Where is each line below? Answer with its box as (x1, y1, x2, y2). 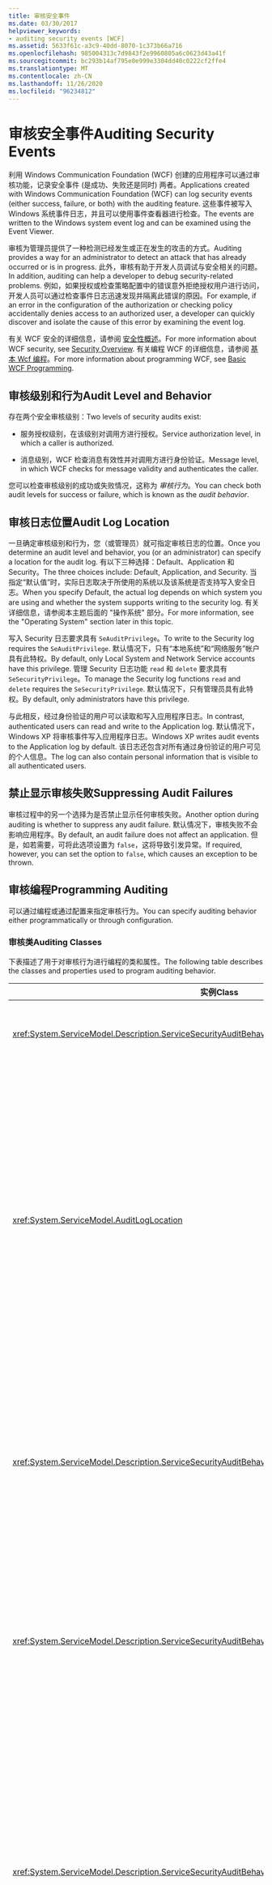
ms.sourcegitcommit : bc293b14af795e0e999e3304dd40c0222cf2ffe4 (8, 57, 227, 66)
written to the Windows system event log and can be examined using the (8, 218, 251, 228)
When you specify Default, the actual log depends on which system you (23, 587, 263, 597)
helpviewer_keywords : (8, 27, 82, 35)
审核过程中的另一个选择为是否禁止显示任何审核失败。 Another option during (8, 809, 259, 819)
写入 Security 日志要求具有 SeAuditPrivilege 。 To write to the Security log (8, 633, 255, 643)
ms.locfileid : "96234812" (8, 87, 96, 96)
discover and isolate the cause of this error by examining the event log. (8, 317, 245, 327)
